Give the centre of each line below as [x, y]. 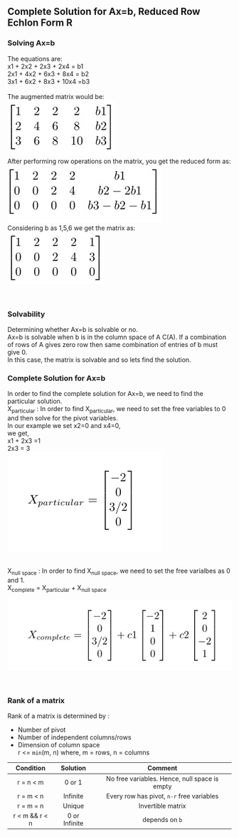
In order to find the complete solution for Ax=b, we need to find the [106, 394]
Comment [163, 768]
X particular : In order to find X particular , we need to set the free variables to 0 [117, 410]
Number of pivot [42, 729]
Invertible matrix [162, 806]
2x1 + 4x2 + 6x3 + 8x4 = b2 [48, 73]
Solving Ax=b [31, 43]
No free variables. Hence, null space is [163, 779]
